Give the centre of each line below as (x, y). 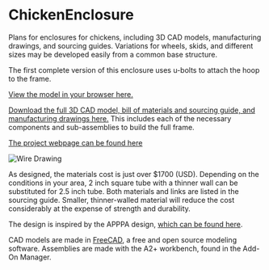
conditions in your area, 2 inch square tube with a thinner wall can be (123, 183)
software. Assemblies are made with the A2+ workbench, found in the (125, 248)
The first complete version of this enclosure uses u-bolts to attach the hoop (134, 70)
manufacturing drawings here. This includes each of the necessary (120, 118)
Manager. (36, 257)
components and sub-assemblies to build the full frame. (102, 127)
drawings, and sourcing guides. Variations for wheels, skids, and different (131, 45)
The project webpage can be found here (76, 142)
